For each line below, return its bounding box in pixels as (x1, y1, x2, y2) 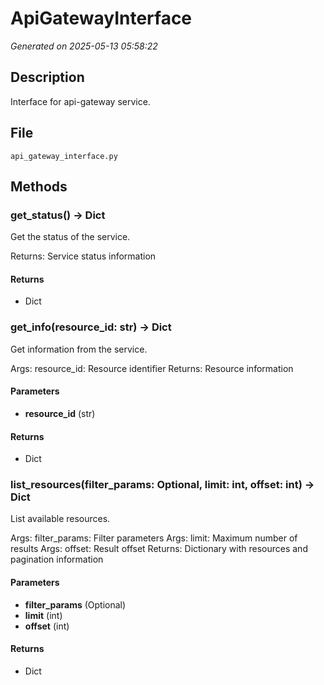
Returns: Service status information (10, 250, 157, 262)
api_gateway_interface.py (10, 151, 118, 161)
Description (10, 69, 85, 86)
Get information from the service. (10, 343, 148, 355)
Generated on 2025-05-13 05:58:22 (10, 40, 158, 52)
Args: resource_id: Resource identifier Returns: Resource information (10, 362, 294, 374)
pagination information (10, 553, 104, 566)
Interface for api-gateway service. (10, 95, 151, 107)
